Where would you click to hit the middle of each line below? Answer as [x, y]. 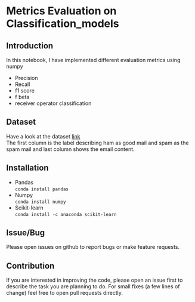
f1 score [24, 90]
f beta [22, 97]
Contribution [30, 266]
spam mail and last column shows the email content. [71, 149]
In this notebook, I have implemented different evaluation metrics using [93, 60]
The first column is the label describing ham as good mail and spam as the [97, 143]
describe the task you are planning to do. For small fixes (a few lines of [93, 286]
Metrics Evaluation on [61, 11]
